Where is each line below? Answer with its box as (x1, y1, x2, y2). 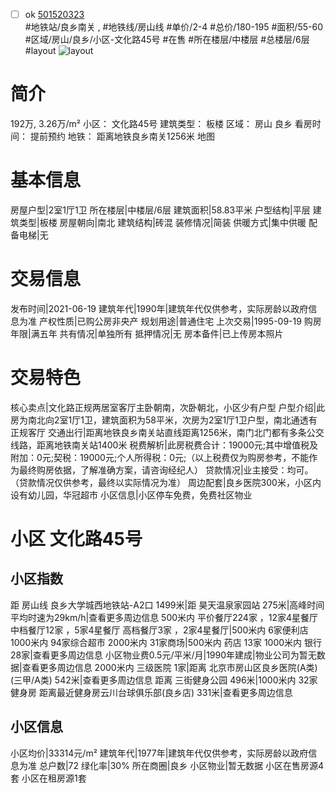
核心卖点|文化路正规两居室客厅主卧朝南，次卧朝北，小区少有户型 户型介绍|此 (10, 401, 326, 413)
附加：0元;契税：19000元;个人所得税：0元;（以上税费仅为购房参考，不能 (10, 451, 310, 463)
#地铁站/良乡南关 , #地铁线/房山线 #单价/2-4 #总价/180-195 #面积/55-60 (24, 21, 323, 33)
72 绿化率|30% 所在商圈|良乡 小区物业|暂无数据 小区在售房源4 (68, 759, 325, 771)
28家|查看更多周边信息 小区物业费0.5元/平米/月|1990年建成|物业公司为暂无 (10, 649, 317, 661)
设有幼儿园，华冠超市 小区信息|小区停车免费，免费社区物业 (10, 489, 253, 501)
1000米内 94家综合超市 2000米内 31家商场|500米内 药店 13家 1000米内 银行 (10, 636, 323, 648)
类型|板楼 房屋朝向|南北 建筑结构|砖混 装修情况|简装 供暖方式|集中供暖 (18, 216, 307, 228)
